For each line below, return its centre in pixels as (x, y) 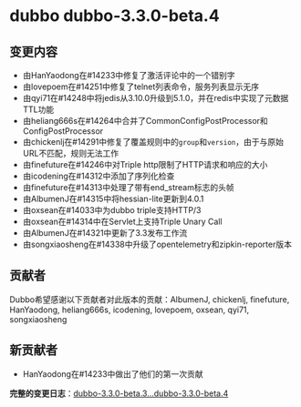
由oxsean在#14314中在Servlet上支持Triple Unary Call (122, 221)
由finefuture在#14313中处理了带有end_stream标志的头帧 (128, 187)
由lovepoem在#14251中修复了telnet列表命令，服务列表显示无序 (141, 86)
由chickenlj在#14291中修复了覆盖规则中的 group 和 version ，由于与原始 (153, 142)
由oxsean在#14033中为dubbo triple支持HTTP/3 (112, 210)
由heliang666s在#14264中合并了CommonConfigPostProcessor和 (145, 121)
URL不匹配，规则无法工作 (71, 153)
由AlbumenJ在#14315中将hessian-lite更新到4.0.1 (113, 198)
